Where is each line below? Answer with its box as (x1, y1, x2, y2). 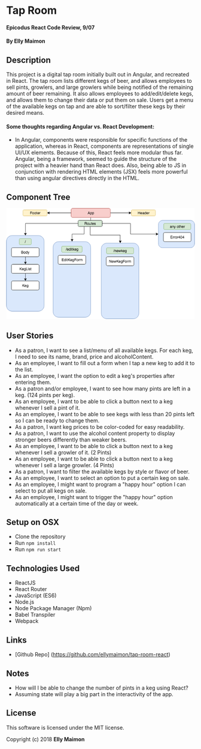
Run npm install (14, 539, 56, 547)
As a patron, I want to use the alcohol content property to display (14, 429, 175, 437)
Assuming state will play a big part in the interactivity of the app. (14, 690, 173, 697)
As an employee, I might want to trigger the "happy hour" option (14, 493, 173, 500)
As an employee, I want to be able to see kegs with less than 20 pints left (14, 410, 195, 417)
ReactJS (14, 579, 36, 586)
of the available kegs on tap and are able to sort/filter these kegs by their (6, 103, 185, 110)
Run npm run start (14, 546, 62, 553)
